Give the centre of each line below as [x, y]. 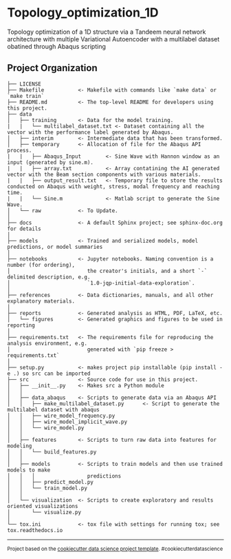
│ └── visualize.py [44, 512]
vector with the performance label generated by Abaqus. [90, 132]
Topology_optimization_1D [83, 13]
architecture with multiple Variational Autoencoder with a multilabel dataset [113, 39]
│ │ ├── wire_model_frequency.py [61, 416]
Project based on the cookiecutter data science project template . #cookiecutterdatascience [115, 549]
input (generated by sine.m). [51, 162]
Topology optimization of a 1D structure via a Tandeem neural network [107, 32]
